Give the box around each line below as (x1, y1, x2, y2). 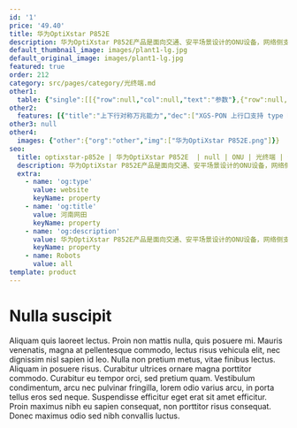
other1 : (9, 87, 38, 96)
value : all (32, 260, 73, 269)
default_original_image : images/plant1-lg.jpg (9, 54, 184, 63)
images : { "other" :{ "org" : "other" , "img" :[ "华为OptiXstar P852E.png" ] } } (17, 136, 280, 145)
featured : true (9, 63, 65, 72)
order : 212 (9, 71, 49, 80)
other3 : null (9, 120, 57, 129)
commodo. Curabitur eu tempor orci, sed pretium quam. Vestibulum (9, 372, 255, 383)
